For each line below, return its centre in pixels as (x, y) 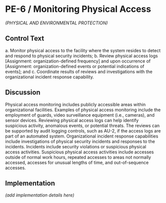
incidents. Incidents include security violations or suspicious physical (76, 146)
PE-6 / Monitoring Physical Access (78, 9)
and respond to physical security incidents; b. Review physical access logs (82, 56)
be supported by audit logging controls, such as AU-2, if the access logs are (83, 131)
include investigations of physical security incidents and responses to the (80, 141)
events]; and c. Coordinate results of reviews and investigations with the (79, 71)
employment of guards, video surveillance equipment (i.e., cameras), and (80, 115)
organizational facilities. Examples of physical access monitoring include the (83, 110)
